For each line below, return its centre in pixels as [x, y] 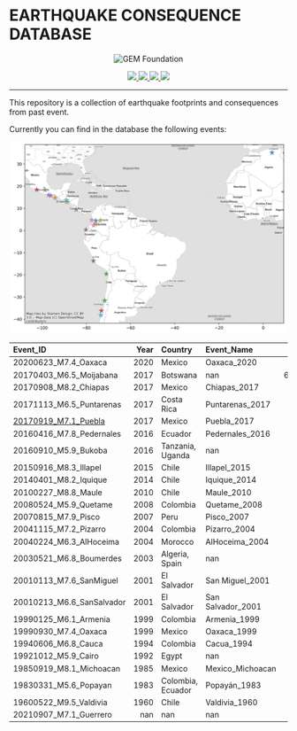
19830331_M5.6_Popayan [62, 685]
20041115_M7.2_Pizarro [59, 529]
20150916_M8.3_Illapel [57, 468]
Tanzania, [179, 446]
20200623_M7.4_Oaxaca [60, 362]
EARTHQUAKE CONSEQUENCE [125, 16]
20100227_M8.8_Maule [58, 492]
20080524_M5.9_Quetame [63, 504]
